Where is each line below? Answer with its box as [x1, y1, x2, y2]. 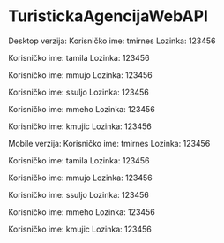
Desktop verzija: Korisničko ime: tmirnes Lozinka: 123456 [8, 35, 217, 46]
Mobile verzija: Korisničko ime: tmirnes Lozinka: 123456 [8, 138, 211, 148]
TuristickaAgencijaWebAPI [8, 6, 209, 27]
